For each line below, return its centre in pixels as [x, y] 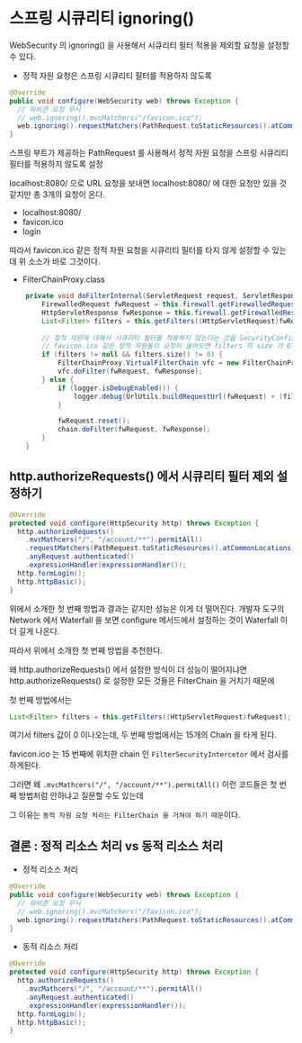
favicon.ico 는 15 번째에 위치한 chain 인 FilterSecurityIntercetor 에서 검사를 [149, 754]
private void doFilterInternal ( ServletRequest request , [133, 296]
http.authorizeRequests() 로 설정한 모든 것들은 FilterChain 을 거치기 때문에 [142, 680]
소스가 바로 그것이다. [64, 261]
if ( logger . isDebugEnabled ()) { [118, 388]
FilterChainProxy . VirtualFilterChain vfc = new [148, 363]
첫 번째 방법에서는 [40, 700]
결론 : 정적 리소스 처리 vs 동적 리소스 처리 [116, 846]
